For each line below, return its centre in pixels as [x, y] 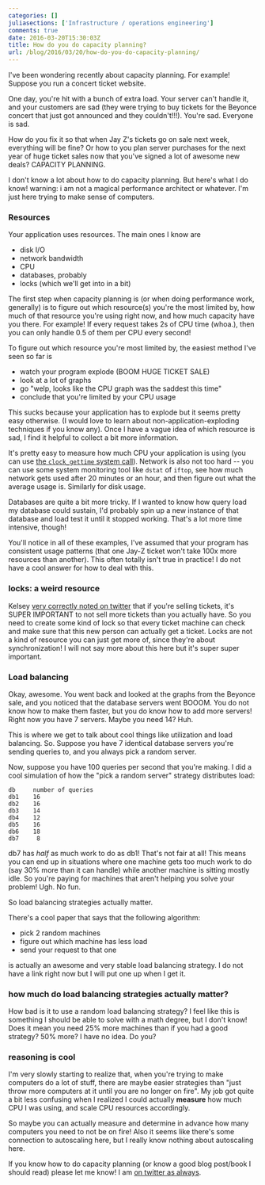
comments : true [33, 30]
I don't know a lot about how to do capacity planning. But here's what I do [129, 180]
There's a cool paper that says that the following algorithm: [104, 917]
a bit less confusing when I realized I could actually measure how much [125, 1099]
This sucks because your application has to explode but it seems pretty [125, 412]
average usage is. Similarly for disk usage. [77, 487]
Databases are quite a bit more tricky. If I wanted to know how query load [128, 502]
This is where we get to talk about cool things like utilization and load [121, 735]
